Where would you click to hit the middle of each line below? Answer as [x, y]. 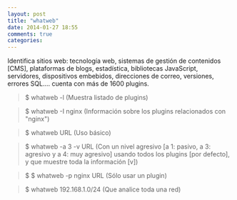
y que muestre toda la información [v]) [81, 162]
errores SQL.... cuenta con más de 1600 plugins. [79, 84]
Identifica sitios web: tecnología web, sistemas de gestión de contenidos [114, 61]
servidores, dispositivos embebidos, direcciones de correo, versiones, [111, 76]
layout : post [27, 14]
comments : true [30, 34]
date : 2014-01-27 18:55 [43, 27]
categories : [25, 41]
